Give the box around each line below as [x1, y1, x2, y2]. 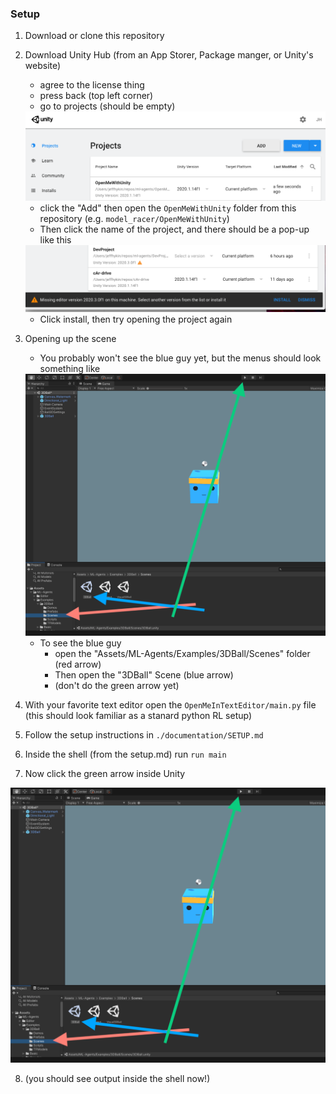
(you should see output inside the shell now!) [24, 1072, 211, 1084]
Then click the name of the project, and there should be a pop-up [39, 223, 310, 235]
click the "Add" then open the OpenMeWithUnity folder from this [39, 202, 297, 214]
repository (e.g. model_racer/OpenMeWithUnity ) [39, 212, 230, 224]
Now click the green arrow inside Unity [24, 768, 186, 780]
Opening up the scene [24, 333, 117, 345]
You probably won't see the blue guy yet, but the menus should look [39, 352, 322, 364]
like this [39, 233, 72, 246]
